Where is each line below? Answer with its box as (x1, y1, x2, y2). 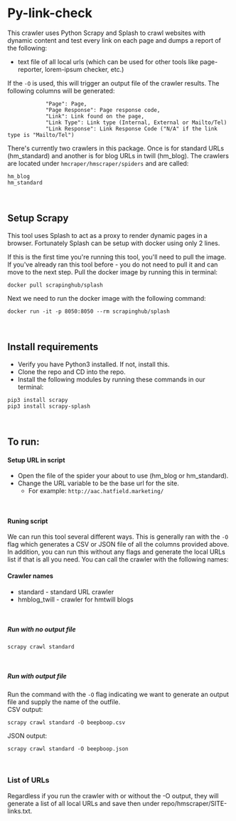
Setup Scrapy (7, 212, 69, 224)
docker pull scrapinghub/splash (7, 282, 103, 289)
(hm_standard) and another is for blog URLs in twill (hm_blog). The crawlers (7, 151, 230, 160)
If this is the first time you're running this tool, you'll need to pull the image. (7, 252, 227, 261)
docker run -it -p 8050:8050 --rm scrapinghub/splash (7, 308, 171, 315)
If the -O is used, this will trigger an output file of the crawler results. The (7, 78, 220, 87)
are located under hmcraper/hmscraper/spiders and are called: (7, 159, 189, 167)
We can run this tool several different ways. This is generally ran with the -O (7, 532, 229, 541)
